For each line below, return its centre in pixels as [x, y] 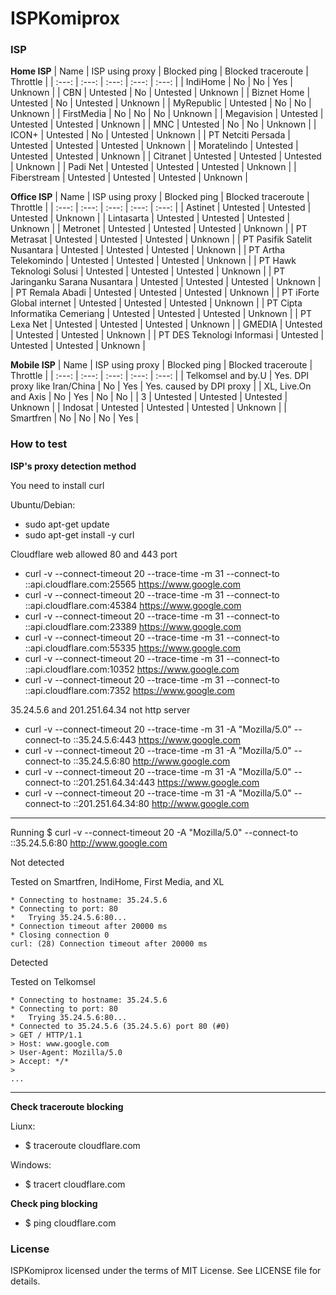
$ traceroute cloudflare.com [82, 1145]
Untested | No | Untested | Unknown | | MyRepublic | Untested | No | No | [161, 103]
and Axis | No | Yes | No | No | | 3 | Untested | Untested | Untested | [149, 397]
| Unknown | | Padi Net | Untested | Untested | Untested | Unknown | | [153, 167]
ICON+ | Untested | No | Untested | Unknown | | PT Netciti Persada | [150, 135]
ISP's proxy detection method [73, 466]
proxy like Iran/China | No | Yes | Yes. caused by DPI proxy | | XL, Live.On [161, 386]
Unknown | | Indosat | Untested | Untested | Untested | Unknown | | [148, 408]
